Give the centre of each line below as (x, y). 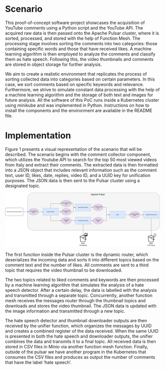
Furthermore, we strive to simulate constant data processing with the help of (82, 89)
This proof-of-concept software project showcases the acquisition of (75, 23)
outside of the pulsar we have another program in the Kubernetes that (76, 352)
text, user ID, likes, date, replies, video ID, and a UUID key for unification (78, 175)
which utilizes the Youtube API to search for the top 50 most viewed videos (81, 159)
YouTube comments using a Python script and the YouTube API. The (74, 28)
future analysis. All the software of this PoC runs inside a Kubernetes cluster (82, 100)
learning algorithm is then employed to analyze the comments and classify (80, 54)
